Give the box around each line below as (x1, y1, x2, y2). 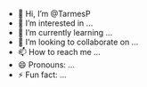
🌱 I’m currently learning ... (17, 28, 113, 37)
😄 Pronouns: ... (17, 59, 76, 70)
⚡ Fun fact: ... (17, 69, 67, 80)
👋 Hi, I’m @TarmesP (17, 9, 91, 19)
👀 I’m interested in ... (17, 18, 94, 28)
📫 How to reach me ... (17, 47, 101, 57)
